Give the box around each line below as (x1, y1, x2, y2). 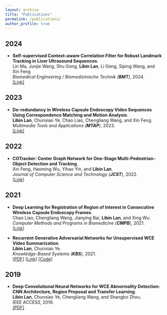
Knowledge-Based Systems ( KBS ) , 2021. (12, 250, 96, 256)
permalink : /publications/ (5, 16, 61, 21)
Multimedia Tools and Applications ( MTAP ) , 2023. (12, 122, 115, 128)
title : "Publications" (5, 12, 52, 17)
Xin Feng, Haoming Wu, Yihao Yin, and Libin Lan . (12, 166, 113, 172)
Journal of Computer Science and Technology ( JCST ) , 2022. (12, 171, 138, 177)
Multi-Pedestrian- (117, 155, 156, 161)
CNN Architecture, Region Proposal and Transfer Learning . (12, 289, 136, 295)
